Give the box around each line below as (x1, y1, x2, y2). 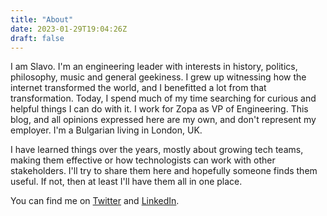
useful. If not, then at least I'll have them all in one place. (10, 176, 243, 188)
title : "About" (10, 14, 74, 25)
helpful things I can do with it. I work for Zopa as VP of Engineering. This (10, 103, 309, 115)
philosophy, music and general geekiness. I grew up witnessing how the (10, 71, 307, 83)
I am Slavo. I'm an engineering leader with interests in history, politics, (10, 61, 298, 73)
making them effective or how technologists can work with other (10, 154, 276, 166)
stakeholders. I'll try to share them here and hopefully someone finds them (10, 165, 318, 177)
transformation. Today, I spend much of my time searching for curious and (10, 92, 317, 105)
